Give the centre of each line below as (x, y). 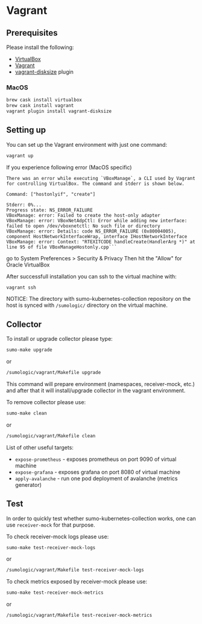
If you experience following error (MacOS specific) (69, 167)
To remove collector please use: (46, 402)
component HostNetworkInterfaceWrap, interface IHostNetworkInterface (97, 236)
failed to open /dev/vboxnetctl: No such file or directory (84, 226)
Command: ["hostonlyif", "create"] (51, 194)
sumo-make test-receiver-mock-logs (51, 547)
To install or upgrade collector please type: (59, 339)
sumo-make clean (27, 413)
